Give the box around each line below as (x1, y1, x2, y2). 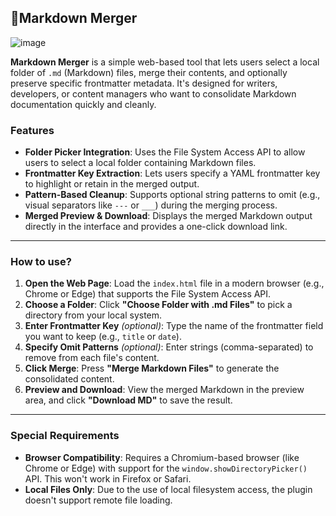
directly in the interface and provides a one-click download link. (24, 221, 288, 233)
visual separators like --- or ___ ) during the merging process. (24, 199, 278, 211)
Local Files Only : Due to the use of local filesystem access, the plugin (24, 483, 313, 495)
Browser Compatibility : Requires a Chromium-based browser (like (24, 451, 300, 463)
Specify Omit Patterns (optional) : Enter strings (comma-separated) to (24, 341, 314, 353)
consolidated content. (24, 373, 115, 385)
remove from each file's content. (24, 352, 160, 364)
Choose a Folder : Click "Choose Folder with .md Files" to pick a (24, 299, 293, 311)
